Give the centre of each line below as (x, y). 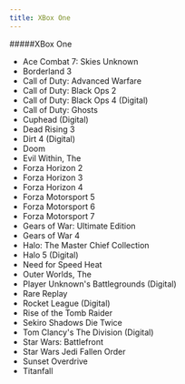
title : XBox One (40, 18)
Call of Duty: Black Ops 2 (69, 90)
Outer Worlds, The (57, 274)
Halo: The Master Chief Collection (86, 245)
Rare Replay (45, 293)
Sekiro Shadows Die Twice (72, 322)
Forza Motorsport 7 (58, 216)
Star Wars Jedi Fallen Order (74, 351)
